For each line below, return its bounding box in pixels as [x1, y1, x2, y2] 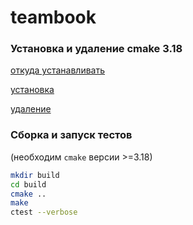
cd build [10, 179, 47, 190]
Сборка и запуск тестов [10, 128, 133, 142]
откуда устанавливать [10, 64, 105, 76]
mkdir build [10, 170, 60, 180]
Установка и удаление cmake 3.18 [10, 42, 183, 56]
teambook [10, 6, 97, 29]
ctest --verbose [10, 207, 78, 218]
